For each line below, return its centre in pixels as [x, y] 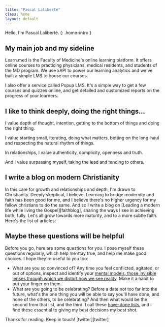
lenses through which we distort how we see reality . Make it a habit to [83, 278]
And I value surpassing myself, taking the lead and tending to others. [75, 162]
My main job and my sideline [50, 48]
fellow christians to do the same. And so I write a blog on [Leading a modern [82, 205]
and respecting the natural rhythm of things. [50, 143]
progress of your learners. [32, 96]
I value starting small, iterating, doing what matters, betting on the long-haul [82, 138]
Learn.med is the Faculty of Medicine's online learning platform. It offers [78, 60]
